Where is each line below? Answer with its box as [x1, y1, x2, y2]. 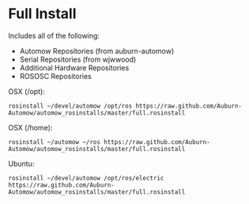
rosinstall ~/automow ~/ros [8, 138, 101, 146]
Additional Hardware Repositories [19, 62, 130, 72]
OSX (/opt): [8, 86, 45, 96]
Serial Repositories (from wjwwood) [19, 55, 137, 64]
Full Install [8, 5, 77, 23]
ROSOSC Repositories [19, 71, 92, 81]
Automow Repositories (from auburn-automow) [19, 46, 175, 55]
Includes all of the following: [8, 31, 100, 40]
